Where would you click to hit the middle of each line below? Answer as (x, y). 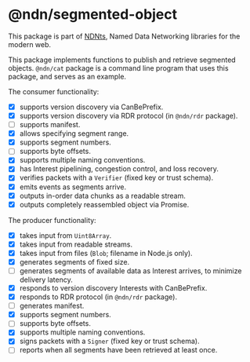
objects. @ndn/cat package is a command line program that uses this (118, 68)
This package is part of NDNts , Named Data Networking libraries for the (124, 36)
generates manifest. (52, 306)
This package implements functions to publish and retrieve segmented (122, 60)
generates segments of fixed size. (74, 261)
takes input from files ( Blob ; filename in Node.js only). (106, 253)
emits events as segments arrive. (73, 187)
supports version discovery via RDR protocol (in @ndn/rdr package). (129, 116)
